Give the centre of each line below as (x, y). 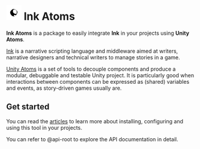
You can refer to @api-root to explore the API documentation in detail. (92, 139)
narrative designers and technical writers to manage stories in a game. (93, 57)
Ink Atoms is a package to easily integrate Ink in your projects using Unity (98, 33)
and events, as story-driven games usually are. (64, 88)
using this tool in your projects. (44, 127)
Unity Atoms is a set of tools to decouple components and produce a (91, 69)
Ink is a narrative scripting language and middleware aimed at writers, (92, 51)
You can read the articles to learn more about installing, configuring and (95, 121)
